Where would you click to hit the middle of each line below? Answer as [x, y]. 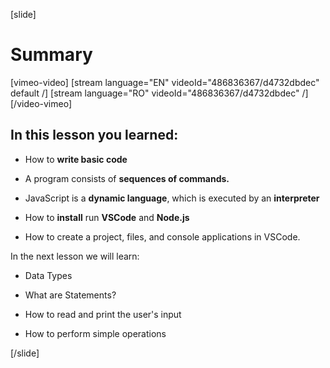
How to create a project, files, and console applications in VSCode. [162, 236]
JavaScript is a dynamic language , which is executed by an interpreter [172, 198]
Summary [51, 55]
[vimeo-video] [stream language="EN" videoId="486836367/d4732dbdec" [165, 82]
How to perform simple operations [95, 333]
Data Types [48, 275]
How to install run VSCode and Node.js [107, 217]
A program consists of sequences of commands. [127, 178]
